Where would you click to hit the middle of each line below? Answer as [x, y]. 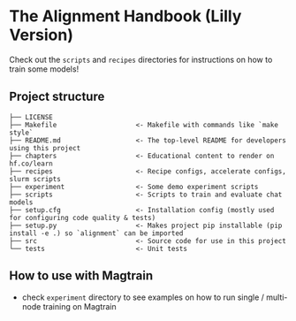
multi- [277, 297]
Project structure [57, 97]
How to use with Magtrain [81, 276]
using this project [45, 148]
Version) [41, 35]
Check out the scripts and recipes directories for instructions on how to [141, 59]
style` [21, 133]
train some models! [44, 69]
